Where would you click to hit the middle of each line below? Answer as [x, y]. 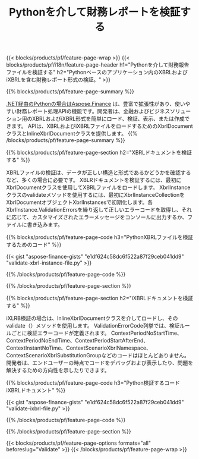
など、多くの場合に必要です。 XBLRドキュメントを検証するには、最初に [94, 180]
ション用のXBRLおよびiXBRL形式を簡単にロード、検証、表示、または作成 [96, 119]
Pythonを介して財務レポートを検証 [94, 12]
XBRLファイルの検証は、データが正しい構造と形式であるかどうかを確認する [99, 172]
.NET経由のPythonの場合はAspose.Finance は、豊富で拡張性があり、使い [96, 104]
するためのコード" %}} [34, 245]
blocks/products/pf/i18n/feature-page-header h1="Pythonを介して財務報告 [98, 65]
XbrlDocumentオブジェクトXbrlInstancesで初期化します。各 [80, 202]
